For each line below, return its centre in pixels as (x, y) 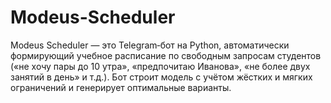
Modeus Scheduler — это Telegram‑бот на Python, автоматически (150, 45)
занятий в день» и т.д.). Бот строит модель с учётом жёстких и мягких (161, 77)
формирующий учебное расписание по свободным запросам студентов (166, 55)
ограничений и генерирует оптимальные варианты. (121, 87)
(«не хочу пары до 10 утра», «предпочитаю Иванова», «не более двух (160, 66)
